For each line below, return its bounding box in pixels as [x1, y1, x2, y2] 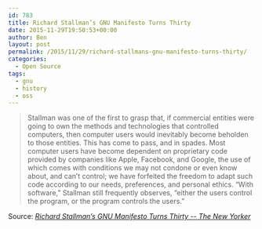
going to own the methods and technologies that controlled [27, 122, 219, 131]
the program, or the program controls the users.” [27, 197, 185, 206]
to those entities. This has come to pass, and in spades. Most [27, 138, 226, 147]
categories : [8, 56, 47, 64]
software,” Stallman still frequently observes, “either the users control [27, 188, 253, 198]
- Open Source [15, 63, 61, 71]
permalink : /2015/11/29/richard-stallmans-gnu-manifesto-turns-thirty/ [8, 48, 247, 56]
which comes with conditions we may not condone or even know [27, 163, 238, 173]
